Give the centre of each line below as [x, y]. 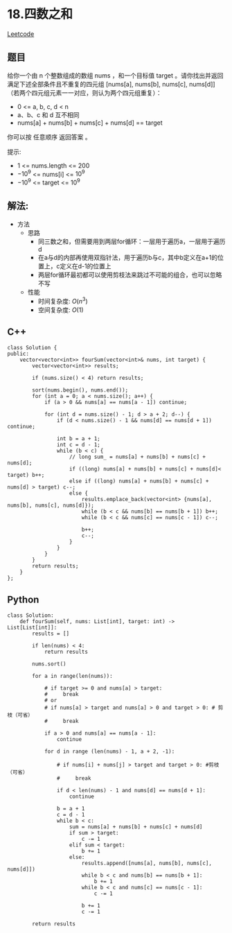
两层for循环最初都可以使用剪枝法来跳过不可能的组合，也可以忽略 [130, 274]
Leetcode [21, 34]
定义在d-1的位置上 [86, 266]
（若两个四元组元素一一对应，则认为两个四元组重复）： [84, 93]
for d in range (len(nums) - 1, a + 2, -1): [109, 752]
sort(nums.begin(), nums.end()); [80, 390]
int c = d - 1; [78, 445]
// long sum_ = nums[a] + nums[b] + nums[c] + [137, 457]
